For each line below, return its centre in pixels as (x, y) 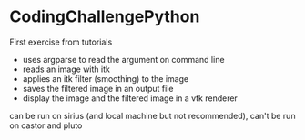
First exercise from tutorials (61, 42)
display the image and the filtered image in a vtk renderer (130, 98)
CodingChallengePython (105, 17)
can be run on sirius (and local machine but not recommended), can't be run (152, 115)
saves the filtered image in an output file (98, 88)
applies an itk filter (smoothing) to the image (106, 78)
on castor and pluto (46, 125)
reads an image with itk (66, 69)
